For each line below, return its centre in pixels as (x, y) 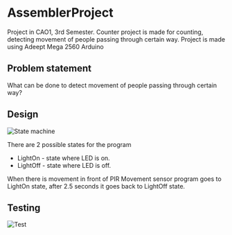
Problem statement (50, 68)
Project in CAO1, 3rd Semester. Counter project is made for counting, (105, 32)
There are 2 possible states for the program (69, 144)
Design (23, 115)
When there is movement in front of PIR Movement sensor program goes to (114, 179)
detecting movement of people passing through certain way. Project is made (116, 39)
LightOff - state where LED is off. (64, 165)
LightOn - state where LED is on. (64, 158)
